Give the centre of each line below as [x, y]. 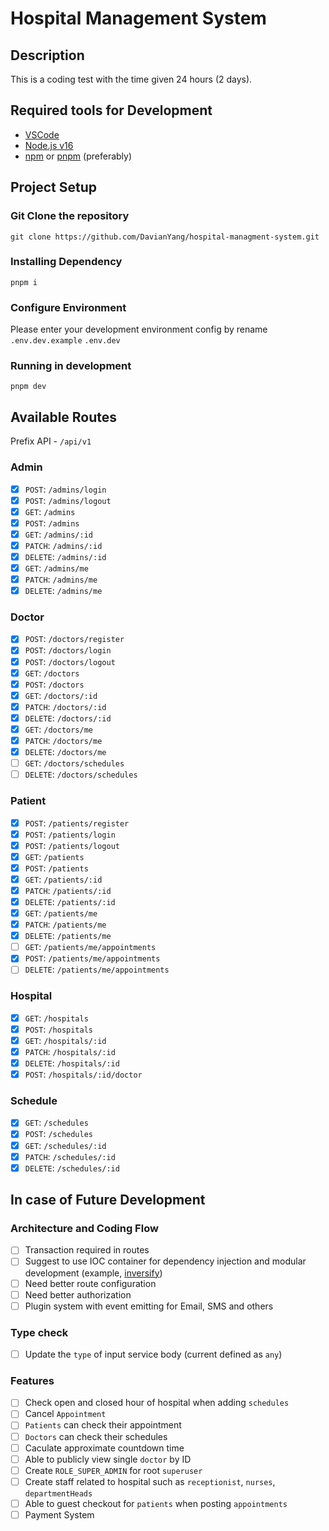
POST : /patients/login [70, 834]
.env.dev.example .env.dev [65, 341]
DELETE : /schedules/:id [72, 1168]
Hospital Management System [138, 18]
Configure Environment [68, 307]
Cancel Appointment [65, 1414]
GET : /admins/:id [58, 534]
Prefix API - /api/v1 [51, 441]
